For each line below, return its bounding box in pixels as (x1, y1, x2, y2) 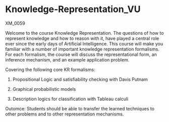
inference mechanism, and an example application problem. (5, 56, 130, 63)
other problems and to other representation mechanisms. (5, 111, 124, 117)
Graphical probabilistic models (12, 86, 76, 92)
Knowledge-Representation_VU (5, 4, 141, 15)
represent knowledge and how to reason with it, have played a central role (5, 35, 159, 41)
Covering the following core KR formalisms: (5, 67, 95, 73)
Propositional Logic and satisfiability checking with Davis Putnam (12, 76, 148, 82)
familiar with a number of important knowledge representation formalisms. (5, 46, 160, 52)
